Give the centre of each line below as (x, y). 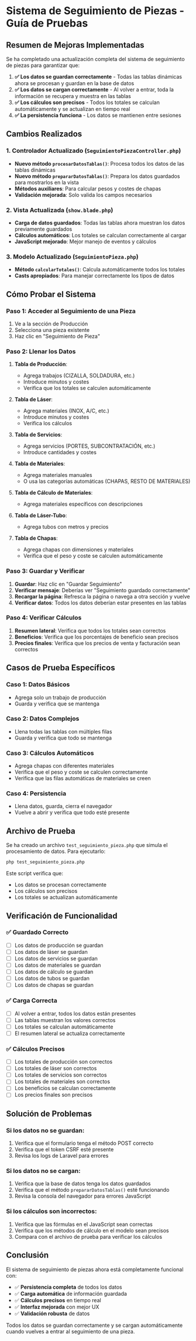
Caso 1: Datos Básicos (38, 684)
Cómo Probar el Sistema (51, 294)
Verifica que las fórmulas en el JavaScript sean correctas (84, 1224)
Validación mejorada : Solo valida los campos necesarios (83, 194)
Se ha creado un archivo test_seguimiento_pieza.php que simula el (87, 845)
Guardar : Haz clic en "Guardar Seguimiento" (68, 584)
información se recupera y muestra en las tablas (73, 96)
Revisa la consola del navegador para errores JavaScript (82, 1196)
